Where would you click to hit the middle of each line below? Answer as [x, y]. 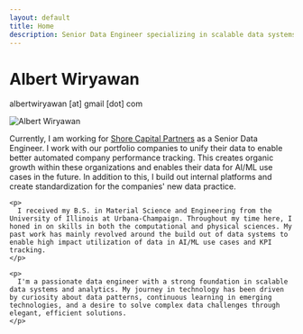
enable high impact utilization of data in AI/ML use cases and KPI [141, 243]
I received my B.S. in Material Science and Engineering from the [145, 211]
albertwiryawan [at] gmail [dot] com [76, 104]
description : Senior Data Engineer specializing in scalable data [137, 34]
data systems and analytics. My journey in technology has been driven [147, 290]
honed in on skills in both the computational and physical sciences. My [151, 227]
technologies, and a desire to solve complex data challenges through [145, 306]
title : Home [32, 26]
